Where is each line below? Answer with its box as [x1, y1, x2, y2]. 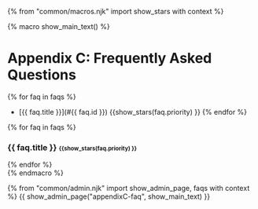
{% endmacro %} [7, 168, 64, 178]
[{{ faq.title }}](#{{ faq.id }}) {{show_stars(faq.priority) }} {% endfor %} [18, 107, 248, 116]
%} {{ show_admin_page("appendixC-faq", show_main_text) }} [7, 192, 210, 201]
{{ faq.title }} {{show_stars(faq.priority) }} [7, 141, 138, 152]
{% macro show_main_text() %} [7, 22, 111, 31]
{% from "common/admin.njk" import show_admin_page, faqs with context [7, 184, 250, 193]
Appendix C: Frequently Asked [7, 49, 212, 68]
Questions [7, 66, 76, 84]
